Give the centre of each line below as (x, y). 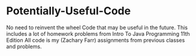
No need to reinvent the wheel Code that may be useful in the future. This (97, 27)
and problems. (24, 46)
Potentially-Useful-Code (68, 11)
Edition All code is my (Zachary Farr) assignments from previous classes (96, 40)
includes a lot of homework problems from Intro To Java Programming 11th (98, 33)
